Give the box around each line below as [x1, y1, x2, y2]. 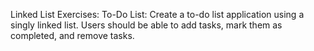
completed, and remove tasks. [10, 30, 135, 41]
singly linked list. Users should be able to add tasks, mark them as [10, 19, 283, 31]
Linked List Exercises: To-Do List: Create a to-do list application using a [10, 9, 305, 20]
